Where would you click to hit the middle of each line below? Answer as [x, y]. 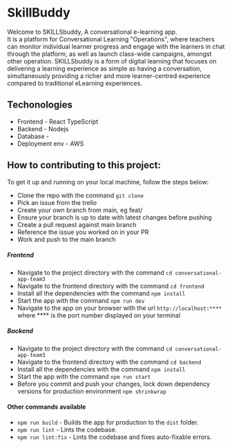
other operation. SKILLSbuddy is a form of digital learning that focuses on [112, 61]
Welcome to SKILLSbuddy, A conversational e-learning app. [92, 32]
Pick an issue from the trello [57, 202]
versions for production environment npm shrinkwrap [92, 391]
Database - [33, 136]
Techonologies [40, 105]
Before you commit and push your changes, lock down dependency [114, 384]
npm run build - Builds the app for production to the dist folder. [108, 422]
